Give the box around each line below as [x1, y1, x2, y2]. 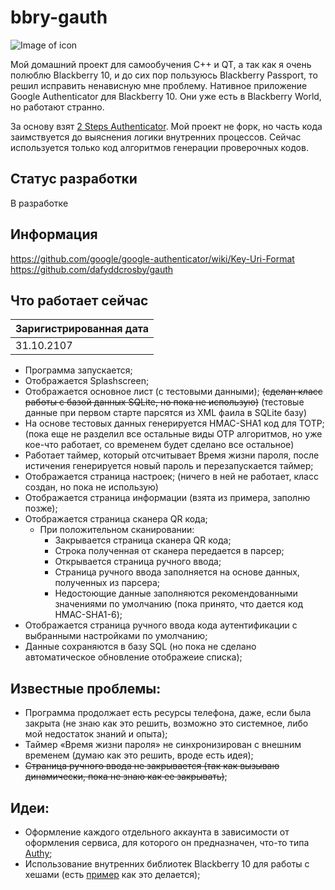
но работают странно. [10, 101, 105, 113]
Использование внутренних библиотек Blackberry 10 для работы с [24, 858, 310, 870]
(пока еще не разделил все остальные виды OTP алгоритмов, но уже [24, 428, 323, 440]
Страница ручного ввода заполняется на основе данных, [54, 566, 300, 578]
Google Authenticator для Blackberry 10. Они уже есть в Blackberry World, [10, 90, 322, 102]
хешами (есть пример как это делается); [24, 869, 201, 880]
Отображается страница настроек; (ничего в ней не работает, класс [24, 471, 319, 483]
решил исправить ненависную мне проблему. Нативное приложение [10, 79, 308, 91]
